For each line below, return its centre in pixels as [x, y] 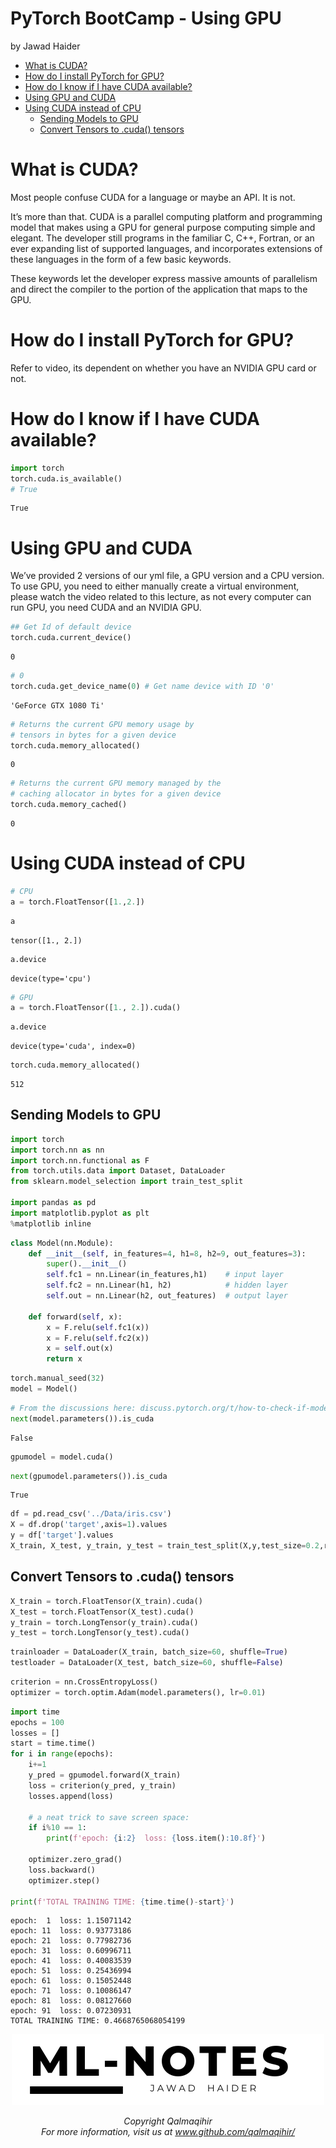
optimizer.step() [64, 1880]
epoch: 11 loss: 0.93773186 [71, 1931]
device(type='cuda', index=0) [73, 1047]
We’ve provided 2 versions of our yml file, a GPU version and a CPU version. [167, 576]
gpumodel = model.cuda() [62, 1457]
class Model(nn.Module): [62, 1243]
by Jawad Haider [45, 46]
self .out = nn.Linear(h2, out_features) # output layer [167, 1296]
